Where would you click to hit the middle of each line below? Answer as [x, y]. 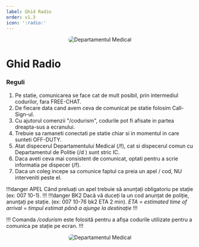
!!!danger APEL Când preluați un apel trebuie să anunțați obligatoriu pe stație [100, 189]
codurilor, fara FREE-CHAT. [48, 101]
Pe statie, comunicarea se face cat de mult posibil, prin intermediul [97, 95]
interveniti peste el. [38, 177]
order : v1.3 [21, 17]
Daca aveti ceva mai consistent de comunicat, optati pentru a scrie [96, 158]
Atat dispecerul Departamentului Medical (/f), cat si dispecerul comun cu [104, 146]
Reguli [15, 82]
